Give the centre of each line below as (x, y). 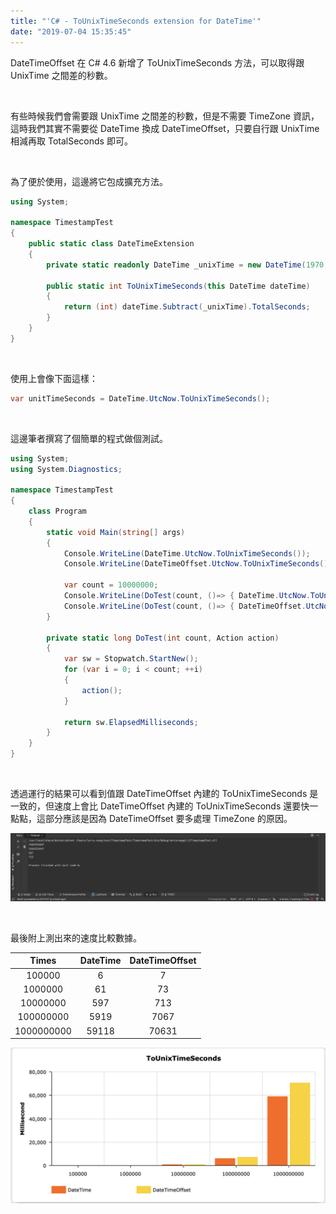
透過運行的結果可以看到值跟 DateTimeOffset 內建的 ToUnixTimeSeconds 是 (164, 793)
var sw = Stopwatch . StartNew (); (131, 659)
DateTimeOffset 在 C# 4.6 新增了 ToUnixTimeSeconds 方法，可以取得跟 (157, 62)
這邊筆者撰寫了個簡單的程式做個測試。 (89, 438)
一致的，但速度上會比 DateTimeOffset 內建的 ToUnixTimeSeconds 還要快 (160, 806)
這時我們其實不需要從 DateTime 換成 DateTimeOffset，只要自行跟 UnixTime (165, 128)
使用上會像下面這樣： (54, 378)
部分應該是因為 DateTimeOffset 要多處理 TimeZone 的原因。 (168, 818)
